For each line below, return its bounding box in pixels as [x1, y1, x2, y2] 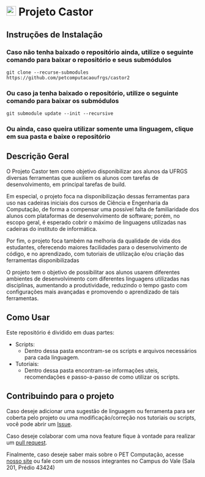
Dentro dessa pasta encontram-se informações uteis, [24, 366, 159, 374]
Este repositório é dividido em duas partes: [6, 328, 114, 336]
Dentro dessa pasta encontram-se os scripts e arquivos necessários [24, 347, 197, 354]
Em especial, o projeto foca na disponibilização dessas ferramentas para [6, 192, 190, 200]
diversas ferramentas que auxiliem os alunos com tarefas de [6, 174, 159, 181]
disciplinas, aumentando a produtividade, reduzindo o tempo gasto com [6, 281, 188, 289]
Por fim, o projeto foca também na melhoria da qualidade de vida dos [6, 237, 181, 244]
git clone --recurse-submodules [6, 69, 89, 76]
